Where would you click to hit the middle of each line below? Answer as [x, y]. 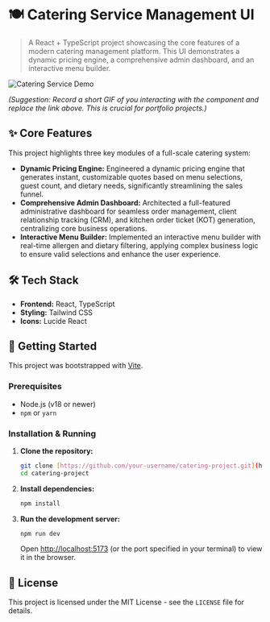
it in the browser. [48, 558]
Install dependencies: [57, 488]
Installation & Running [52, 433]
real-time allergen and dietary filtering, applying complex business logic [139, 245]
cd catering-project [54, 473]
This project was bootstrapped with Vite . [76, 366]
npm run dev [40, 533]
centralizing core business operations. [83, 228]
